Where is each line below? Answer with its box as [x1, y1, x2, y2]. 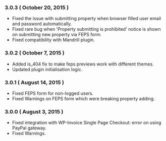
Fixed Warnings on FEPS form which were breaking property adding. [12, 95, 155, 102]
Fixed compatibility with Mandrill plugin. [12, 37, 95, 43]
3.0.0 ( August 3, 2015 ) [5, 108, 64, 115]
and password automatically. [12, 21, 72, 27]
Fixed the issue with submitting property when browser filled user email [12, 16, 161, 22]
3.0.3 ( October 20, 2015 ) [5, 4, 69, 11]
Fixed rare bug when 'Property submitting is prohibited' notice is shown [12, 26, 161, 32]
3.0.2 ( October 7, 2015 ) [5, 49, 65, 56]
